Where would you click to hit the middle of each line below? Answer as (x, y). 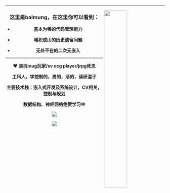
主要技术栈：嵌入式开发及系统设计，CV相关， (54, 87)
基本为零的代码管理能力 (58, 29)
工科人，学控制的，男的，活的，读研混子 (54, 77)
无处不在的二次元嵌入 (58, 50)
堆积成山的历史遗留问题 (58, 40)
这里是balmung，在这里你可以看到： (54, 17)
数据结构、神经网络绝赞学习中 (54, 104)
